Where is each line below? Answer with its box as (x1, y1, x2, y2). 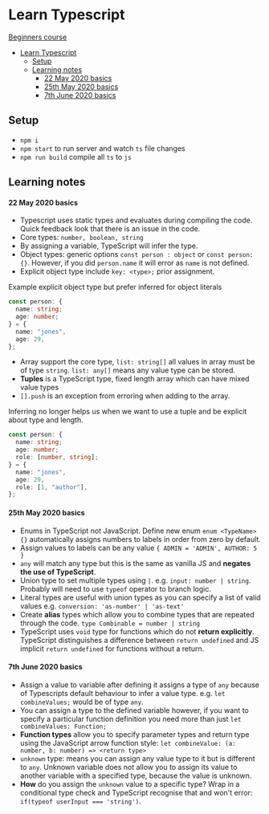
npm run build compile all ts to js (19, 152, 132, 161)
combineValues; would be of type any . (19, 697, 144, 706)
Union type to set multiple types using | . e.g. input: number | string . (19, 576, 251, 585)
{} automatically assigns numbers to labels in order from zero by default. (19, 534, 261, 543)
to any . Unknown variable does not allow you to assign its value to (19, 762, 238, 771)
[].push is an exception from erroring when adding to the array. (19, 391, 230, 401)
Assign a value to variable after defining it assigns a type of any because (19, 680, 259, 690)
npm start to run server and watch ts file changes (19, 143, 186, 153)
